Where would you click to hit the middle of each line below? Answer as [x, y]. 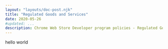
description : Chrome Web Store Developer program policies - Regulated [81, 28]
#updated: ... [20, 24]
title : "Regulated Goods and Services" [47, 14]
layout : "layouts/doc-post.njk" [39, 10]
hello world [17, 42]
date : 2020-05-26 [23, 19]
